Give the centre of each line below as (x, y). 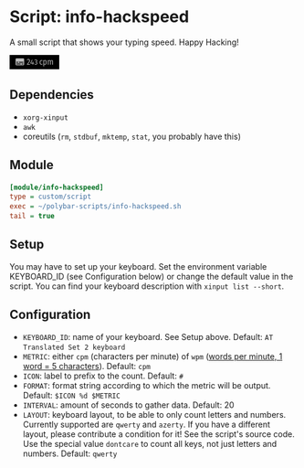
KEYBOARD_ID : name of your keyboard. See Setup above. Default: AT (148, 336)
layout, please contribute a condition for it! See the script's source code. (158, 434)
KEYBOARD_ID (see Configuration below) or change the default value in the (152, 276)
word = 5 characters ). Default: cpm (86, 366)
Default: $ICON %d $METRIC (71, 395)
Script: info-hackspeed (100, 17)
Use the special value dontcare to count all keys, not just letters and (150, 443)
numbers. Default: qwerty (70, 453)
